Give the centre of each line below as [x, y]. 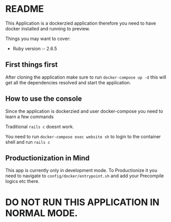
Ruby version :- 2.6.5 [35, 48]
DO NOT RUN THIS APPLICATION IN [82, 202]
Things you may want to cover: [38, 39]
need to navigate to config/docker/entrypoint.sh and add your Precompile [85, 176]
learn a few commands [30, 117]
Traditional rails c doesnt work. [40, 126]
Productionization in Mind [47, 158]
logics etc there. [22, 181]
